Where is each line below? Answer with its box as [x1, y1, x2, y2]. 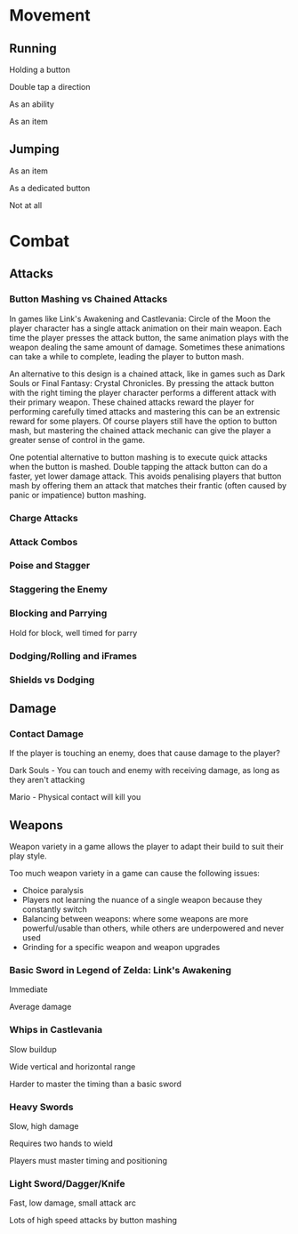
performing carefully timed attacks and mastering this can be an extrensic [9, 406, 280, 416]
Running [9, 41, 58, 56]
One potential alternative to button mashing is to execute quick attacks [9, 451, 269, 463]
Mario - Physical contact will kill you [9, 792, 141, 803]
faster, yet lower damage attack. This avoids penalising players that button [9, 471, 282, 481]
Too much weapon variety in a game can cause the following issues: [9, 868, 261, 879]
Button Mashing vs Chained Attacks [9, 293, 168, 305]
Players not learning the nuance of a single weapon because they [21, 895, 262, 906]
